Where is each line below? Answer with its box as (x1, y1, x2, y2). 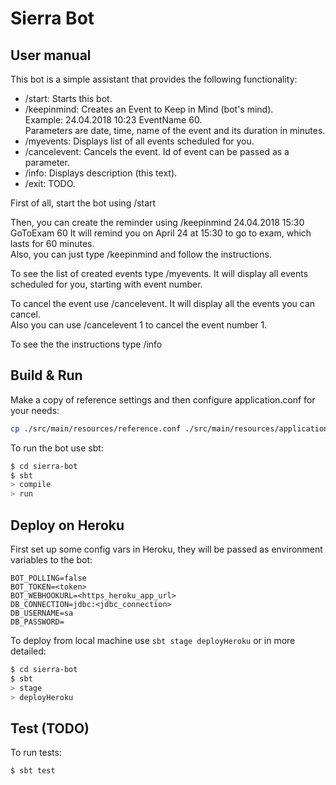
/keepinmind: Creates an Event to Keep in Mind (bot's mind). (24, 103, 274, 115)
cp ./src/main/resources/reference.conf (10, 423, 182, 434)
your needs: (10, 404, 60, 416)
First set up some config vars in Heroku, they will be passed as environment (10, 543, 323, 555)
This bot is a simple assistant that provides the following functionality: (10, 73, 298, 85)
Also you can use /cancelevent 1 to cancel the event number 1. (10, 319, 268, 331)
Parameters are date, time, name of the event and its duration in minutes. (24, 125, 326, 136)
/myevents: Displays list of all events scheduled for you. (24, 135, 255, 147)
